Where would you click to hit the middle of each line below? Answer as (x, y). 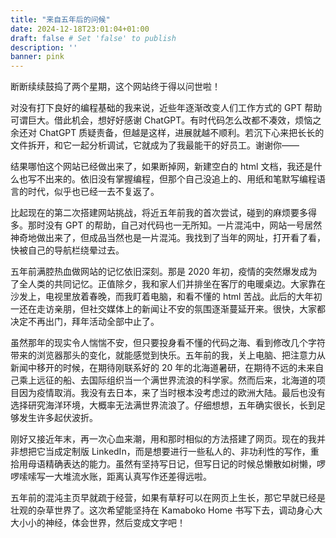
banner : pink (37, 57)
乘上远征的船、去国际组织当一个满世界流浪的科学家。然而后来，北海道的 (167, 380)
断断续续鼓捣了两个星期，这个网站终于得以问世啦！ (115, 87)
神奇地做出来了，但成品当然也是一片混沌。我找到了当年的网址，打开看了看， (168, 238)
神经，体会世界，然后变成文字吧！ (115, 523)
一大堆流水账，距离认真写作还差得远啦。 (128, 477)
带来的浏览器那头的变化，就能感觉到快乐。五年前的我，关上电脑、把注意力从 (168, 355)
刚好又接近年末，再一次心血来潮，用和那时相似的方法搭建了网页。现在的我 (163, 439)
